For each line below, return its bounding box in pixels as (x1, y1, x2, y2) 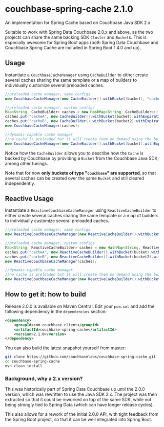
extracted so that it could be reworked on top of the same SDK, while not (5, 397, 152, 403)
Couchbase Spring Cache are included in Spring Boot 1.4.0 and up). (5, 45, 141, 50)
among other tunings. (5, 160, 48, 166)
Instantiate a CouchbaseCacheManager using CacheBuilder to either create (5, 72, 148, 78)
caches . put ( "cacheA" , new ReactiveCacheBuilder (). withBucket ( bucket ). (5, 249, 152, 255)
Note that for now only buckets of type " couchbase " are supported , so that (5, 170, 156, 176)
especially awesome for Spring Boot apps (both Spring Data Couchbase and (5, 39, 159, 45)
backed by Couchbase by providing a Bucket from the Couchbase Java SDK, (5, 155, 159, 161)
